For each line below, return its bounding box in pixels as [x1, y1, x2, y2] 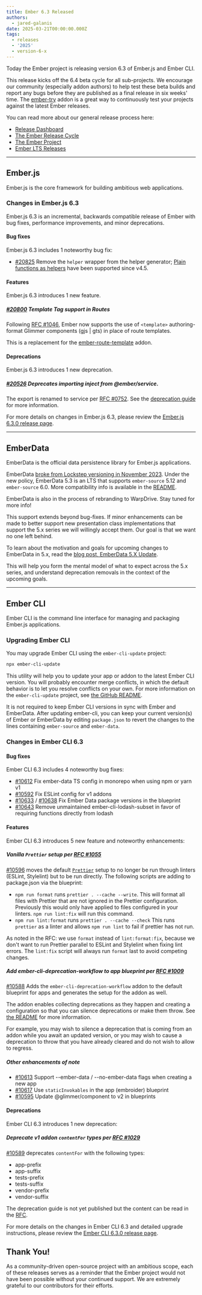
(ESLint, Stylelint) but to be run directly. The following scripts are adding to [6, 872, 191, 879]
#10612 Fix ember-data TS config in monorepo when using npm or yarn [14, 777, 192, 785]
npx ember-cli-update [6, 661, 61, 667]
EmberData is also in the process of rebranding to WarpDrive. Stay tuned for [6, 495, 195, 503]
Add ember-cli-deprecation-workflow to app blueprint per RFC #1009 [6, 968, 185, 975]
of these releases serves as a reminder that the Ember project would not [6, 1269, 185, 1276]
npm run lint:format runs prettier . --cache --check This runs [14, 916, 176, 924]
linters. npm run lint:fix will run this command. [14, 910, 134, 917]
